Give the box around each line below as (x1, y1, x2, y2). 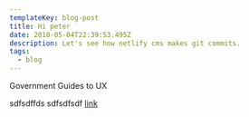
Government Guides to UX (9, 81, 108, 91)
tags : (9, 47, 30, 56)
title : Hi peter (9, 22, 71, 31)
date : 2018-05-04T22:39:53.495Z (9, 30, 131, 39)
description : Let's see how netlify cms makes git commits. (9, 38, 242, 48)
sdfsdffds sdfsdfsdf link (9, 98, 98, 109)
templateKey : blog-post (9, 13, 100, 23)
